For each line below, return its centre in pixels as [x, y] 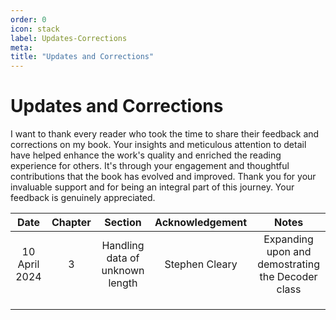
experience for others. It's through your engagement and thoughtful [150, 166]
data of [123, 258]
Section [123, 223]
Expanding [288, 239]
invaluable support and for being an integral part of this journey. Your [152, 187]
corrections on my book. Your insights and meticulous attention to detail [158, 145]
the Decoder [288, 277]
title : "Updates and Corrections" [82, 57]
